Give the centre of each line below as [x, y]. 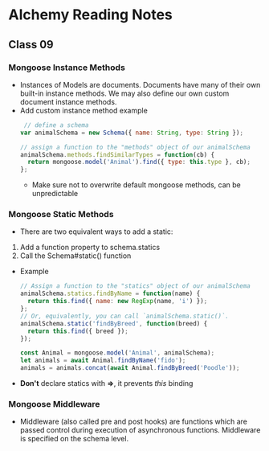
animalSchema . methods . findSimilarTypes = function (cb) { [117, 154]
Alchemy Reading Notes [90, 15]
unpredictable [55, 194]
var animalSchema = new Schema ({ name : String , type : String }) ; [131, 133]
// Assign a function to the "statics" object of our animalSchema [135, 286]
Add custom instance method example [84, 110]
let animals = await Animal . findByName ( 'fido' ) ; [103, 361]
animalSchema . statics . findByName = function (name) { [110, 294]
